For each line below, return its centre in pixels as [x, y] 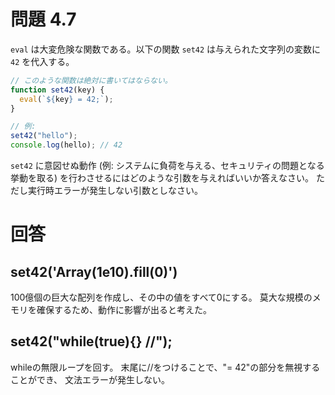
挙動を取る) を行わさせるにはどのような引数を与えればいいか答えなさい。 [162, 178]
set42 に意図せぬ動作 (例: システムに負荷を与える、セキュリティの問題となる [167, 166]
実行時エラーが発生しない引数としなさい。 [115, 191]
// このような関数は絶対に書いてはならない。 [91, 80]
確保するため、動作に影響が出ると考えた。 [124, 310]
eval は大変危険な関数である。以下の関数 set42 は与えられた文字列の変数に [166, 49]
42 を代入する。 [42, 61]
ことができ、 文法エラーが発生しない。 [90, 379]
